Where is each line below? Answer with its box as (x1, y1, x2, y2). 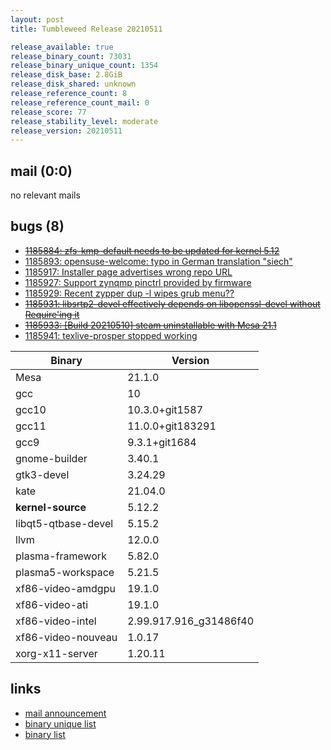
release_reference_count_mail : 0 (10, 97, 150, 108)
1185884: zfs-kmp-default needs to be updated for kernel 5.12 (24, 244, 280, 256)
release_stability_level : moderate (10, 116, 159, 126)
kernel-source (15, 500, 87, 514)
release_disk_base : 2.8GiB (10, 70, 123, 80)
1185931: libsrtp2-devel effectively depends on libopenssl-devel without (24, 297, 321, 310)
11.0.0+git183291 (127, 419, 217, 433)
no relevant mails (10, 189, 81, 201)
